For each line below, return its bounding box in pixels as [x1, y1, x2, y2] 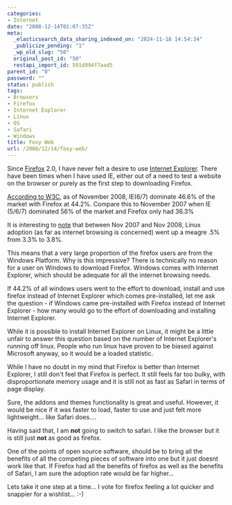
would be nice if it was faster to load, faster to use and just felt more [7, 406, 202, 414]
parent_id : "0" [7, 68, 51, 75]
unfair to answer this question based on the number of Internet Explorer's [7, 335, 217, 343]
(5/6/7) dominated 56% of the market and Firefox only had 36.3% [7, 207, 195, 215]
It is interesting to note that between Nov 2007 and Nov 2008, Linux [7, 221, 201, 229]
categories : [7, 10, 42, 17]
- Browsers [7, 94, 39, 101]
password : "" [7, 74, 45, 82]
